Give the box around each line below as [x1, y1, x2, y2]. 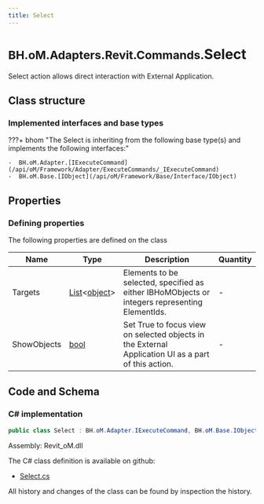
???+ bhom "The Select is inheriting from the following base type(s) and [8, 135, 241, 145]
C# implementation [8, 409, 83, 420]
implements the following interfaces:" [8, 144, 130, 153]
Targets [12, 287, 41, 298]
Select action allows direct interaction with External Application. [8, 71, 214, 81]
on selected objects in [123, 329, 205, 340]
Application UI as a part [123, 349, 210, 360]
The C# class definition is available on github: [8, 456, 156, 466]
